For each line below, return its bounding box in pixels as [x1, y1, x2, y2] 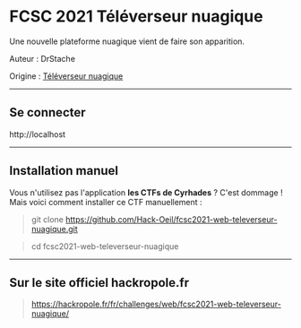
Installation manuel [9, 163, 119, 178]
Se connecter [9, 105, 87, 120]
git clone [30, 213, 64, 225]
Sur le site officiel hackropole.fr [9, 275, 190, 290]
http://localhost [9, 128, 65, 140]
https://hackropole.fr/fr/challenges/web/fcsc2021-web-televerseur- [30, 298, 282, 310]
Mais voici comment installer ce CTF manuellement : [9, 196, 203, 207]
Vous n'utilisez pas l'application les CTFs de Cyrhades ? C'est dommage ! [9, 186, 284, 198]
